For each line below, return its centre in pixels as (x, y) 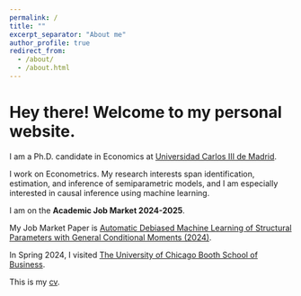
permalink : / (34, 18)
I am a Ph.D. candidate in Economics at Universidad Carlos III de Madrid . (143, 156)
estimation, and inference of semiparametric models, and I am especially (144, 183)
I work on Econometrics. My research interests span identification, (132, 174)
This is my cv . (35, 282)
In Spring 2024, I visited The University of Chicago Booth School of (134, 255)
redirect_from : (38, 51)
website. (43, 132)
